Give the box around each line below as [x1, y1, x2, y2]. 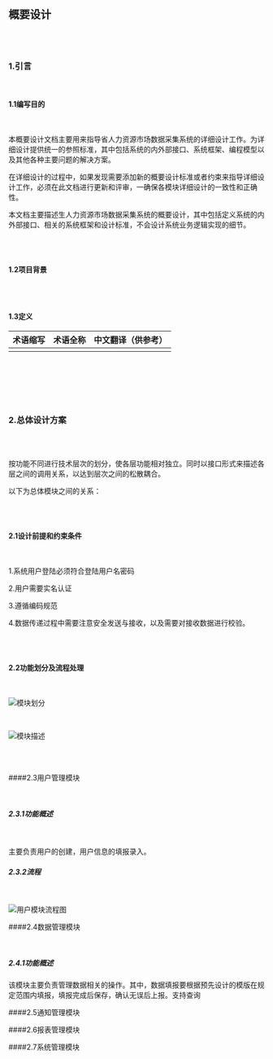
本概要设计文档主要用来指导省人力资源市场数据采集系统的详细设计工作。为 [8, 134, 258, 144]
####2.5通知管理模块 [8, 1008, 80, 1017]
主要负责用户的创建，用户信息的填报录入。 [8, 846, 151, 857]
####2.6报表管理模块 [8, 1025, 80, 1035]
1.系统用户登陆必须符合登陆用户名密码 [8, 566, 135, 576]
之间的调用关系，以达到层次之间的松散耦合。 [15, 469, 165, 479]
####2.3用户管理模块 [8, 773, 80, 783]
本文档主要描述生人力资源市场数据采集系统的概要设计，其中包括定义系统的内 [8, 210, 265, 220]
